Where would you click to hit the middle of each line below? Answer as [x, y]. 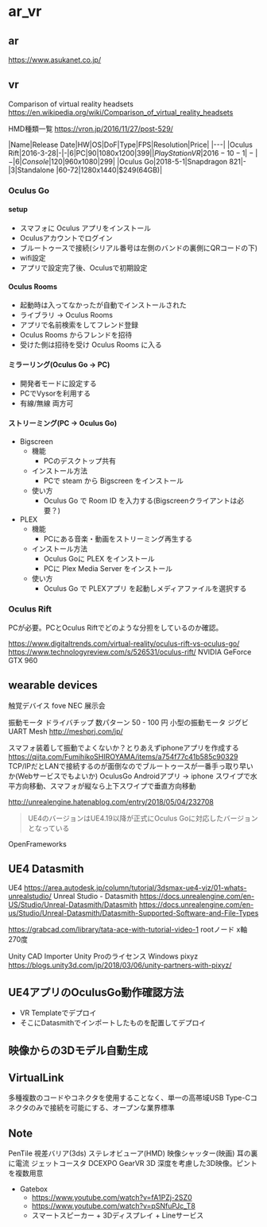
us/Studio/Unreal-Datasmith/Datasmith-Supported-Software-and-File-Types [133, 913]
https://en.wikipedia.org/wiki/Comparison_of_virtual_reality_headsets [121, 112]
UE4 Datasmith [46, 869]
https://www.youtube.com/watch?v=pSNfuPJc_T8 [114, 1206]
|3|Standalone [31, 170]
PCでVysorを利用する [55, 394]
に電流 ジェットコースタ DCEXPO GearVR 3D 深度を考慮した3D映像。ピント [133, 1163]
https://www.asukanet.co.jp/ [55, 60]
